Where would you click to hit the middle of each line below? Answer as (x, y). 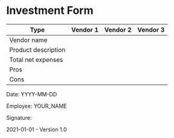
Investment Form (50, 11)
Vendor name (28, 40)
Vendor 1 (85, 30)
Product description (37, 50)
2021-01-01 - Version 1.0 (37, 129)
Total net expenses (36, 59)
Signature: (19, 117)
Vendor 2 (118, 30)
